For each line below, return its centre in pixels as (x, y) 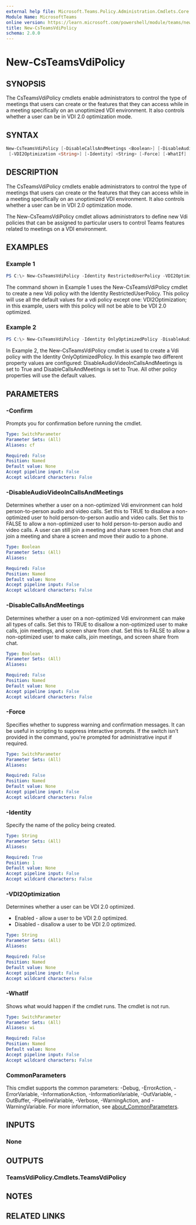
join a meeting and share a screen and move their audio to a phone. (87, 536)
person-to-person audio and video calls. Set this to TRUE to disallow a (90, 511)
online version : (26, 22)
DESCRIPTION (32, 173)
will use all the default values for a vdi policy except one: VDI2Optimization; (97, 300)
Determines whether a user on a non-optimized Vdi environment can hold (94, 505)
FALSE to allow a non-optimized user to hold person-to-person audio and (94, 524)
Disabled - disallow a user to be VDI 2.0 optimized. (75, 924)
